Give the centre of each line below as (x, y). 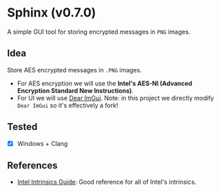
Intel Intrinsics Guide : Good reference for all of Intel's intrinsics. (107, 182)
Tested (22, 127)
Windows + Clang (42, 143)
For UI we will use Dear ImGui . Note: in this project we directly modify (116, 98)
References (32, 166)
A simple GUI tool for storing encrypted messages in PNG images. (99, 32)
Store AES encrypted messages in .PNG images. (75, 70)
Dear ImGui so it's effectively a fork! (67, 105)
